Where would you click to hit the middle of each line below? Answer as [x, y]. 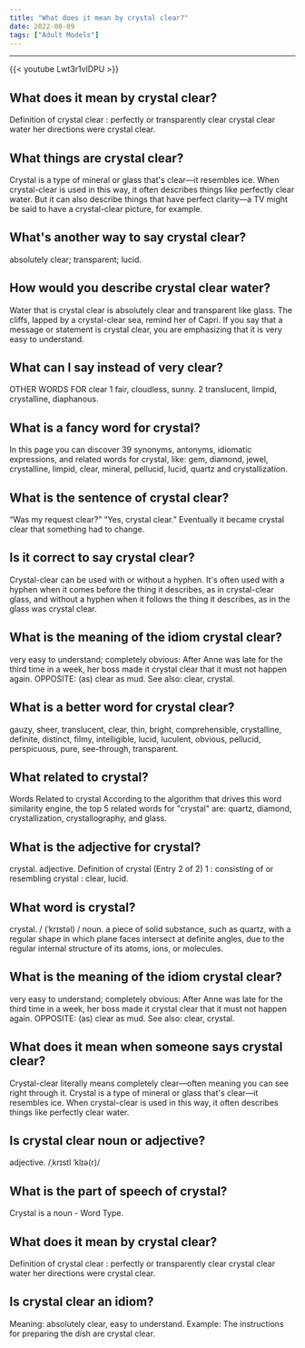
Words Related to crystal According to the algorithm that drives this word [146, 799]
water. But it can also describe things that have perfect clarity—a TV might [149, 199]
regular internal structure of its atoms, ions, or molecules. [117, 948]
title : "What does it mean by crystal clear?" [99, 18]
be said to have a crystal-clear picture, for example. [106, 209]
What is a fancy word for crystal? [105, 427]
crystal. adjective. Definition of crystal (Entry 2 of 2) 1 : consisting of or [142, 869]
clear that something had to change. [77, 530]
